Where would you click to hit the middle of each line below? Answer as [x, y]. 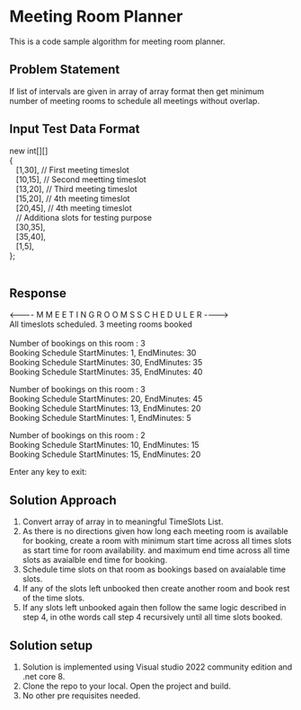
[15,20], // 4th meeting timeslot [73, 198]
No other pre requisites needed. [81, 696]
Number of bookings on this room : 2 [77, 435]
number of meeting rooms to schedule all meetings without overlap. [135, 101]
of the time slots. [53, 598]
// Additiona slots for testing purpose [84, 217]
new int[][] [29, 151]
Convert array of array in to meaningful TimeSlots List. [123, 522]
